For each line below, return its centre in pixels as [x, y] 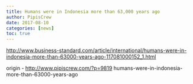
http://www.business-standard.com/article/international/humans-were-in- [96, 50]
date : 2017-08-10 [28, 22]
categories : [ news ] [30, 28]
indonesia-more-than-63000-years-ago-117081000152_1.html [81, 57]
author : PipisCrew [29, 17]
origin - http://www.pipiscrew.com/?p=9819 [59, 68]
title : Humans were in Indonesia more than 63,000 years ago [83, 12]
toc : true [18, 34]
